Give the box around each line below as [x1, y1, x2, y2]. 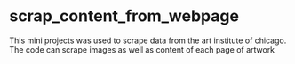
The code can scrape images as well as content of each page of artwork [9, 44, 275, 54]
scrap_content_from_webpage [9, 6, 240, 26]
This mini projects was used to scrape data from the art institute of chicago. [9, 35, 287, 46]
